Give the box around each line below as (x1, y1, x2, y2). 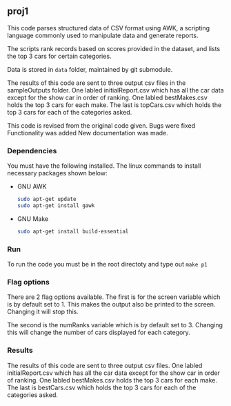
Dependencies (7, 146, 57, 155)
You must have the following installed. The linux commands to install (7, 162, 201, 170)
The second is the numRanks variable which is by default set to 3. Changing (7, 321, 223, 329)
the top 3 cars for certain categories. (7, 52, 112, 60)
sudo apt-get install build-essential (17, 228, 129, 235)
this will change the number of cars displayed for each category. (7, 328, 191, 337)
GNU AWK (17, 182, 47, 191)
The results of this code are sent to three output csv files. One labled (7, 361, 203, 369)
